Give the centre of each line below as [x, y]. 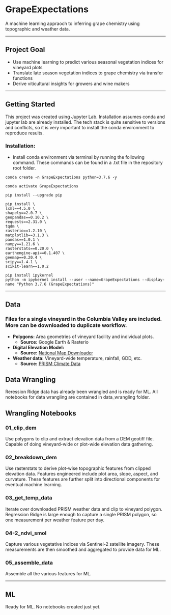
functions [23, 78]
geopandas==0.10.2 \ [27, 217]
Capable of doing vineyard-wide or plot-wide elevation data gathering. [79, 444]
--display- [153, 279]
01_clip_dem [21, 428]
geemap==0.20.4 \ [24, 257]
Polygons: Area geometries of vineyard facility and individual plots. [83, 337]
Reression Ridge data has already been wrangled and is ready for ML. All [81, 392]
